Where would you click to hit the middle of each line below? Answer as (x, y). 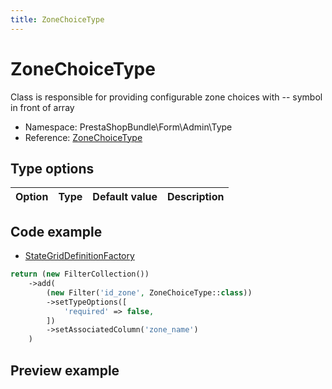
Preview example (65, 370)
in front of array (42, 107)
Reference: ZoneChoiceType (83, 137)
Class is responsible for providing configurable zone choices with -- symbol (166, 97)
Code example (56, 231)
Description (196, 197)
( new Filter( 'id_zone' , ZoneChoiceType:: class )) (149, 292)
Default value (125, 197)
